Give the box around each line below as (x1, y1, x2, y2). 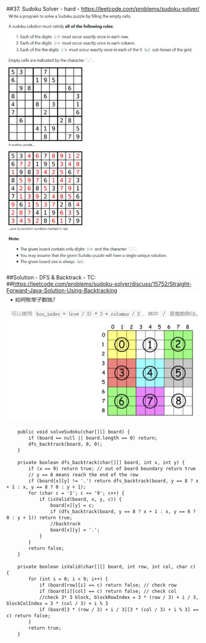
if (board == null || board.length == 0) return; (28, 435, 158, 441)
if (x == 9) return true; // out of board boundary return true (28, 465, 196, 471)
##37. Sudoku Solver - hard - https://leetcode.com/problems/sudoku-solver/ (6, 6, 200, 12)
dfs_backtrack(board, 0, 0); (28, 441, 103, 447)
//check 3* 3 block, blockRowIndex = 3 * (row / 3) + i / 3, (39, 594, 199, 600)
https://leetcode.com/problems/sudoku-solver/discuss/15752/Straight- (13, 280, 192, 287)
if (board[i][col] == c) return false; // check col (39, 588, 177, 594)
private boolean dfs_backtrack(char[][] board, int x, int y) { (17, 459, 185, 465)
